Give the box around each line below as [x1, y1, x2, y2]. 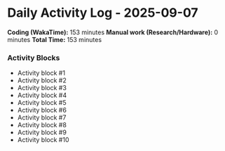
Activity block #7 [17, 113, 67, 122]
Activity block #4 [17, 91, 67, 99]
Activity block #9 [17, 128, 67, 137]
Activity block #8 [17, 121, 67, 129]
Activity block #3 [17, 84, 67, 92]
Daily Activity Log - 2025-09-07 [7, 5, 198, 21]
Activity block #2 [17, 76, 67, 85]
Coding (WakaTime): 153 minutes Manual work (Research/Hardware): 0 [7, 28, 219, 36]
